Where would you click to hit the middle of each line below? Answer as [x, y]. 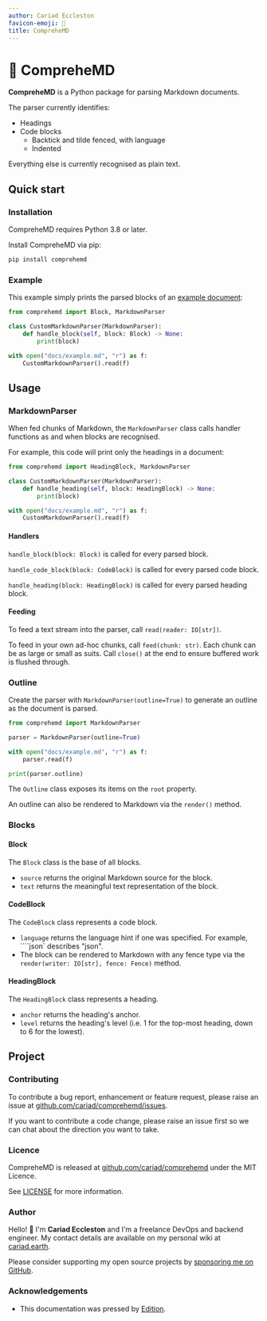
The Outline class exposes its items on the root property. [103, 789]
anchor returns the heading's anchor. [80, 1014]
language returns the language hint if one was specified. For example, [134, 937]
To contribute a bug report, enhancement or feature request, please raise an [133, 1096]
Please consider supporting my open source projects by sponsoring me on [131, 1262]
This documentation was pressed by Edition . [92, 1308]
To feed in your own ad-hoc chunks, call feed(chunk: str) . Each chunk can [132, 645]
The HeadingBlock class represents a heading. [83, 999]
